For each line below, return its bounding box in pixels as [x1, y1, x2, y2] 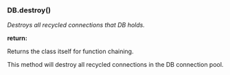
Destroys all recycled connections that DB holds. [7, 21, 146, 29]
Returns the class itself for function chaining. [7, 47, 134, 56]
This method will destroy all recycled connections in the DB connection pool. [7, 61, 224, 69]
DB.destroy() [7, 5, 51, 15]
